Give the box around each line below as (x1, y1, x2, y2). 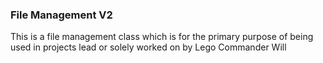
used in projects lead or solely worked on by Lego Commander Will (10, 41, 287, 53)
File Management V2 (10, 8, 113, 22)
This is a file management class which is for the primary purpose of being (10, 31, 314, 43)
